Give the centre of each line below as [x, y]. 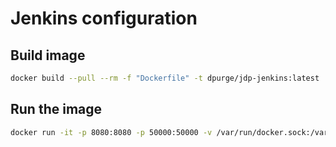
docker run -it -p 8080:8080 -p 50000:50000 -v [111, 132]
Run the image [56, 109]
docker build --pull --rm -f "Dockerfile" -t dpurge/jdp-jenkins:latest [165, 78]
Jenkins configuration [104, 18]
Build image [48, 55]
